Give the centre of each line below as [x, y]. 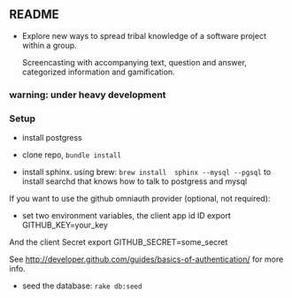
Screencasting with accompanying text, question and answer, [134, 62]
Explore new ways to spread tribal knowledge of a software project [144, 35]
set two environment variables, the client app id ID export [127, 216]
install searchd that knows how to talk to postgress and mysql [134, 181]
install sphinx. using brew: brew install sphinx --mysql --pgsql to [146, 172]
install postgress [52, 138]
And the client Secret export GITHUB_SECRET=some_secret [119, 242]
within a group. [49, 45]
